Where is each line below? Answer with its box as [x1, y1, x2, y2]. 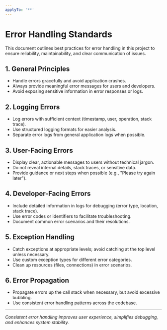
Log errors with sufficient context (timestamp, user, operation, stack [12, 116, 152, 122]
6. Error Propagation [5, 276, 70, 285]
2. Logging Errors [5, 103, 60, 111]
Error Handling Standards [5, 28, 113, 40]
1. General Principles [5, 65, 70, 73]
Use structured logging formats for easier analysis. [12, 127, 117, 132]
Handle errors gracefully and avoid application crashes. [12, 78, 126, 84]
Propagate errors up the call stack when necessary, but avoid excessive [12, 289, 160, 295]
